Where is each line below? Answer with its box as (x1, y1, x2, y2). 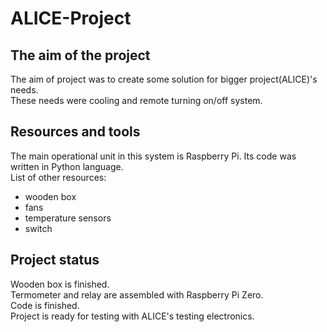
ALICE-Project (10, 7, 132, 30)
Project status (10, 252, 100, 269)
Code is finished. (10, 299, 80, 311)
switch (24, 222, 53, 234)
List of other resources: (10, 171, 107, 183)
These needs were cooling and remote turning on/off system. (10, 95, 263, 106)
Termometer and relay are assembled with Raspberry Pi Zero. (10, 288, 264, 301)
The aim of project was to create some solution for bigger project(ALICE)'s (10, 73, 318, 85)
